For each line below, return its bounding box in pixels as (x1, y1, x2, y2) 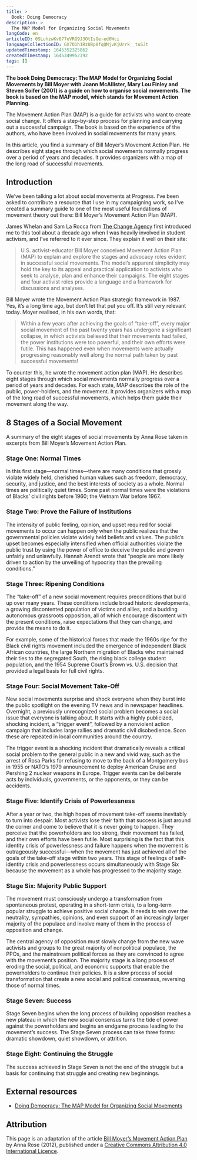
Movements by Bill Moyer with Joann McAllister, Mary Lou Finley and (6, 80, 178, 87)
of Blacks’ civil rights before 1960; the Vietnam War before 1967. (6, 493, 161, 500)
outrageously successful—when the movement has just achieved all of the (6, 848, 187, 855)
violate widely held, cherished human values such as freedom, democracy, (6, 474, 188, 481)
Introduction (6, 177, 53, 187)
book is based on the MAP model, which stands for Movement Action (6, 93, 178, 100)
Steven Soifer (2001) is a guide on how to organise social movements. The (6, 87, 191, 94)
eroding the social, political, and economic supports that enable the (6, 963, 169, 970)
